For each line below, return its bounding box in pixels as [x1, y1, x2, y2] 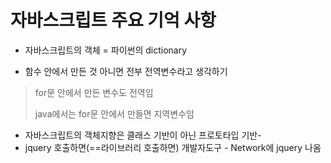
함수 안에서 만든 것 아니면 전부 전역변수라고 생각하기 [24, 65, 228, 77]
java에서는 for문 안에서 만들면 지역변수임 [34, 107, 195, 120]
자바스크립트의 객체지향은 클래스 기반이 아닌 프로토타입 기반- [24, 129, 262, 141]
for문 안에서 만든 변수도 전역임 [34, 86, 154, 98]
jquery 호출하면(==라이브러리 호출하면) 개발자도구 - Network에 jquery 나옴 [24, 141, 322, 153]
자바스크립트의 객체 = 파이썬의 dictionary [24, 44, 188, 56]
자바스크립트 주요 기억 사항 [10, 9, 217, 32]
